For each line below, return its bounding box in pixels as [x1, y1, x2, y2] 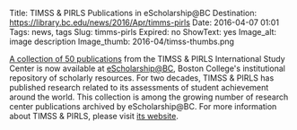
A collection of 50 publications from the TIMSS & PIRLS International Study [9, 54, 285, 64]
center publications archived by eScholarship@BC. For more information [9, 101, 277, 111]
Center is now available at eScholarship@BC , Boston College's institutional [9, 63, 285, 74]
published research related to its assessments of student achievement [9, 82, 269, 92]
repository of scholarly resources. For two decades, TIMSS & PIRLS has [9, 73, 275, 83]
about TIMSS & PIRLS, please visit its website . [9, 111, 179, 121]
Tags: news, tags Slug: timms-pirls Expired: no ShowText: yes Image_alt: [9, 27, 276, 37]
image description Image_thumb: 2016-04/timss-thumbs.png [9, 36, 235, 47]
